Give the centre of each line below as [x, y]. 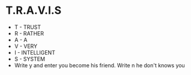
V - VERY [26, 46]
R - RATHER [29, 33]
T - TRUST [28, 27]
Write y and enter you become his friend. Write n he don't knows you [100, 65]
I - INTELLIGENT [35, 52]
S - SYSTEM [30, 59]
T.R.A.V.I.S [34, 10]
